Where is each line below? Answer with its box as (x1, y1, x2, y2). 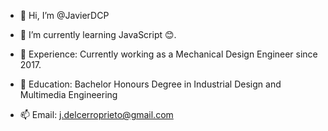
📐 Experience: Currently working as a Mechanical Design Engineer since (19, 48, 318, 60)
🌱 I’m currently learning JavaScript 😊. (19, 29, 177, 40)
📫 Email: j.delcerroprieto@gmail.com (19, 109, 174, 120)
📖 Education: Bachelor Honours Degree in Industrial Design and (19, 78, 282, 90)
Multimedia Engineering (19, 89, 118, 100)
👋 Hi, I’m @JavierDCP (19, 10, 110, 21)
